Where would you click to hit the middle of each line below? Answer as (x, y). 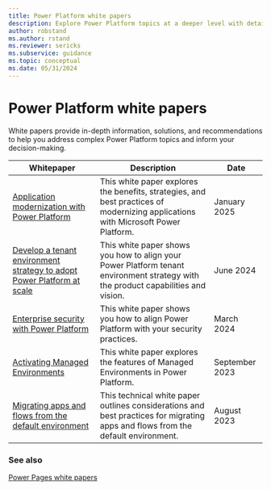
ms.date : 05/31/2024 (43, 69)
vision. (112, 295)
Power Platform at (46, 280)
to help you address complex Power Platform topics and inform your (121, 139)
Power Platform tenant (142, 265)
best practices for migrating (152, 415)
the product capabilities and (152, 285)
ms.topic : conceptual (45, 61)
